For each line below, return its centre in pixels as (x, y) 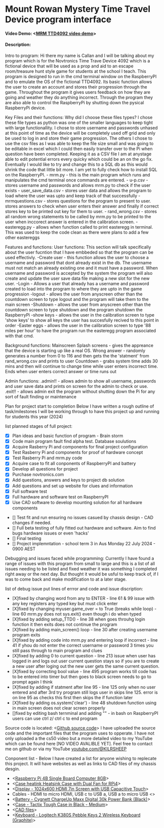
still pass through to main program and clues (57, 651)
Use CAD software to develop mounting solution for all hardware (77, 502)
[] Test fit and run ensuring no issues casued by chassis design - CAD (83, 517)
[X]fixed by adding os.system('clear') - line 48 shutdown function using (84, 703)
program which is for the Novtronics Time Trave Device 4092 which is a (78, 60)
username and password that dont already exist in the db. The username (78, 263)
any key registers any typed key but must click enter (65, 603)
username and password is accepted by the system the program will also (79, 273)
